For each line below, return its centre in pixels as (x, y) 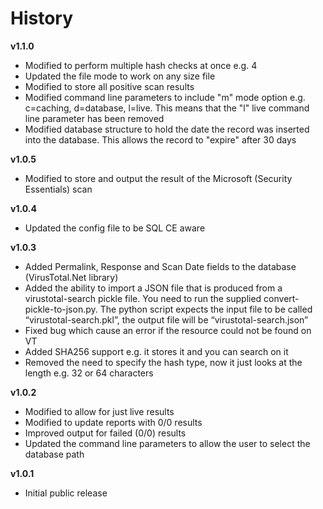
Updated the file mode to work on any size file (120, 76)
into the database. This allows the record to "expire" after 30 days (160, 139)
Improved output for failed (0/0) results (105, 433)
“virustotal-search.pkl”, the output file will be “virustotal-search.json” (166, 319)
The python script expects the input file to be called (206, 309)
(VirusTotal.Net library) (71, 277)
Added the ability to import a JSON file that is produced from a (153, 288)
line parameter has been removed (94, 118)
